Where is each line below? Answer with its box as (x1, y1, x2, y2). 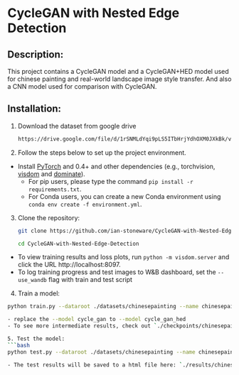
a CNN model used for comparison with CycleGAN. (7, 82, 157, 90)
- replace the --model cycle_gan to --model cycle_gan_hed (7, 316, 186, 323)
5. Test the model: (7, 335, 65, 342)
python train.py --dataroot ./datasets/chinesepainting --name (7, 303, 199, 310)
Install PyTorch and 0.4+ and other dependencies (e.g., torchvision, (17, 162, 216, 170)
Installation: (7, 103, 62, 115)
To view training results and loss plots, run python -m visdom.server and (17, 253, 230, 261)
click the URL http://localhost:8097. (17, 261, 121, 269)
